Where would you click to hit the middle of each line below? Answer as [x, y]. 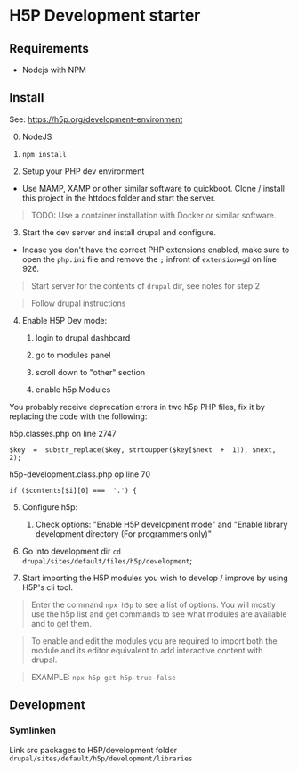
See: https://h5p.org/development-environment [96, 119]
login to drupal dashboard [83, 337]
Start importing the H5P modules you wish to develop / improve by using [155, 578]
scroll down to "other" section [90, 372]
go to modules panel [73, 355]
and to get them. [61, 623]
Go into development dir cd [72, 551]
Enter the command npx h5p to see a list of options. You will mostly [153, 604]
